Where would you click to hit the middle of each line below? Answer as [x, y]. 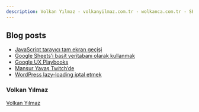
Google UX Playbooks [41, 62]
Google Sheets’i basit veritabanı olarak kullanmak [75, 56]
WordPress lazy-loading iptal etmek [58, 75]
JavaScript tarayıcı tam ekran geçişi [58, 50]
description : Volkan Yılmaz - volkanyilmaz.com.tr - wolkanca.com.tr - [96, 11]
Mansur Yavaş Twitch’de [44, 68]
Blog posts [26, 36]
